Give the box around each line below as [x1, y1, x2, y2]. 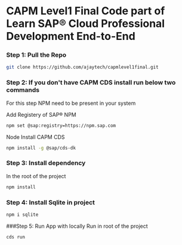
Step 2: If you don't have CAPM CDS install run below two [6, 79, 176, 87]
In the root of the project [6, 172, 66, 179]
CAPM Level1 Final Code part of [6, 4, 165, 18]
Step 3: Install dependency [6, 159, 86, 168]
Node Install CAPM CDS [6, 133, 65, 141]
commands [6, 86, 40, 94]
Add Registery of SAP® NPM [6, 111, 76, 118]
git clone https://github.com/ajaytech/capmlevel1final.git [6, 64, 159, 70]
